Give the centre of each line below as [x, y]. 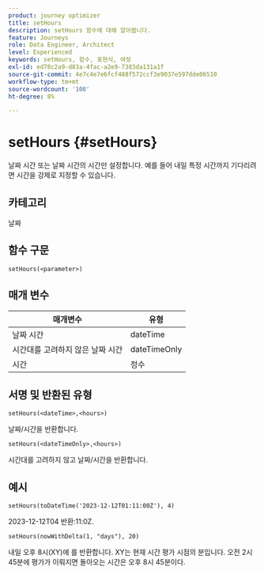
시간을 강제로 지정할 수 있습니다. [66, 176]
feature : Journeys [38, 38]
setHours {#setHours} [83, 142]
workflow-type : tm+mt [44, 81]
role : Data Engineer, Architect [61, 45]
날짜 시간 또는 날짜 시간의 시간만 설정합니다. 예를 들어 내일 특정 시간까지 [119, 165]
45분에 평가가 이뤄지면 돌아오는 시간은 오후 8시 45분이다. [97, 562]
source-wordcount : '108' [49, 89]
